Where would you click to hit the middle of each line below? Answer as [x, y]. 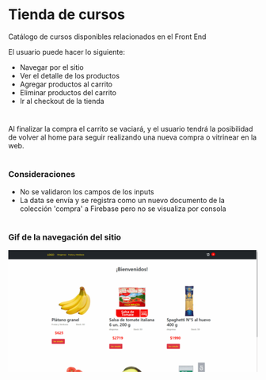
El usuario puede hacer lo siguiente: [66, 52]
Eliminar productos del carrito [68, 92]
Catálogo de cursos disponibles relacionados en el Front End [107, 36]
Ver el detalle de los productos [70, 75]
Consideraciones [42, 175]
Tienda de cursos [66, 15]
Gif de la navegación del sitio [65, 237]
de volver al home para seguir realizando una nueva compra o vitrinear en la [133, 137]
